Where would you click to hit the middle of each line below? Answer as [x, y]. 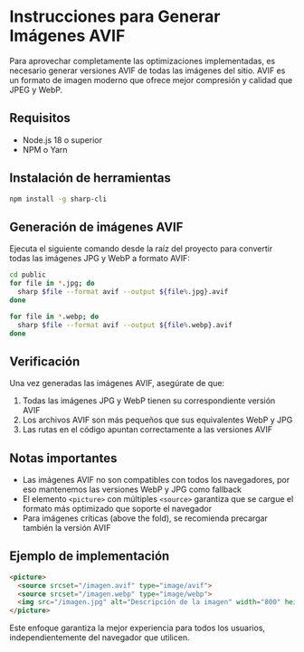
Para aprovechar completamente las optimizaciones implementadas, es [142, 61]
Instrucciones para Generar [115, 17]
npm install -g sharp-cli [58, 199]
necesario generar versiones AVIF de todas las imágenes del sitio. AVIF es [147, 71]
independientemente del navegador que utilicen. [100, 638]
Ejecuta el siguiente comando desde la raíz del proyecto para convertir [141, 249]
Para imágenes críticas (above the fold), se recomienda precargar [145, 518]
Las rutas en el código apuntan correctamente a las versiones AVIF [147, 430]
